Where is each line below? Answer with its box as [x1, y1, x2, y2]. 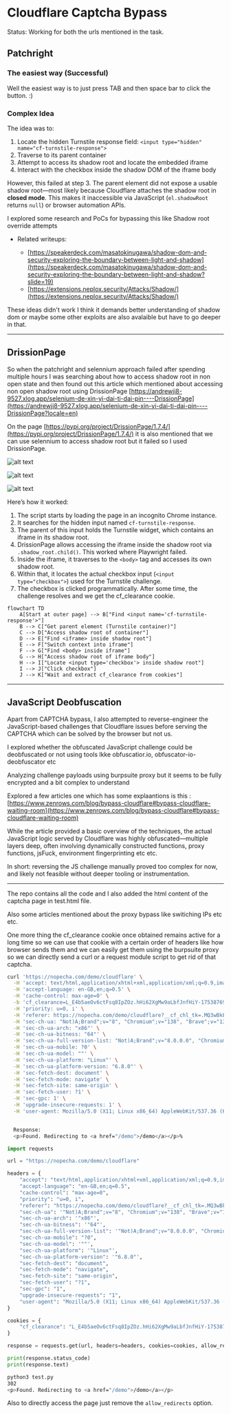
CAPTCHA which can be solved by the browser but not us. [7, 729, 173, 738]
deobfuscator [7, 757, 46, 766]
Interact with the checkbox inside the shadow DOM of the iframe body [16, 165, 217, 174]
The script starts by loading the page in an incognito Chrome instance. [16, 511, 217, 519]
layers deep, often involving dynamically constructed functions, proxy [7, 841, 205, 849]
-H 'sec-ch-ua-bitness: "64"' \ [13, 1031, 107, 1038]
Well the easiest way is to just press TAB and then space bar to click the [7, 84, 211, 92]
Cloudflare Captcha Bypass [7, 5, 167, 21]
